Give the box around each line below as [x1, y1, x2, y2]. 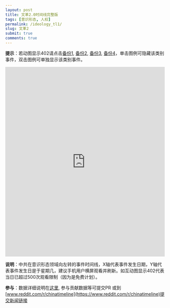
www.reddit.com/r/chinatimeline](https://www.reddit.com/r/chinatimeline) [7, 291, 160, 297]
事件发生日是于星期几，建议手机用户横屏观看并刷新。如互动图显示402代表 [9, 268, 164, 274]
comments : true [5, 36, 37, 41]
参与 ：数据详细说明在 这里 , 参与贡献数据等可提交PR [5, 284, 111, 291]
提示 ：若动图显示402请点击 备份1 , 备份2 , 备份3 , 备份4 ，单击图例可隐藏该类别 [5, 50, 164, 56]
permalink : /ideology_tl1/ [5, 21, 62, 27]
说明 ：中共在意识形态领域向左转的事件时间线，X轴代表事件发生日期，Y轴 [5, 261, 158, 267]
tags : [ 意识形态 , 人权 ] [5, 17, 51, 22]
